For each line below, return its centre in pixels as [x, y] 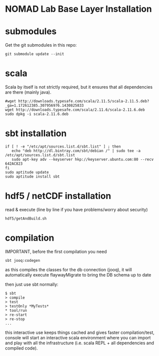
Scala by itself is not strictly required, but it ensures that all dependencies [79, 87]
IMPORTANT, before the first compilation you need [56, 252]
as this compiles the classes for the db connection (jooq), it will [69, 269]
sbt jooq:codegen [23, 260]
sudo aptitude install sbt [32, 177]
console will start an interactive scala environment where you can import [78, 337]
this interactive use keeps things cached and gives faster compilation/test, [80, 332]
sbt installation [36, 134]
